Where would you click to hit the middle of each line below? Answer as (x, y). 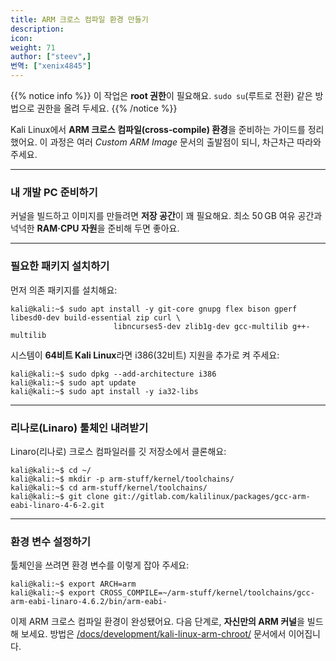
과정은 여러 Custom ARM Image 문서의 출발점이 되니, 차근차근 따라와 (185, 142)
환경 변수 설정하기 (51, 541)
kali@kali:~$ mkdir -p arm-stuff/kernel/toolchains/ (122, 479)
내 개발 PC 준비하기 (54, 192)
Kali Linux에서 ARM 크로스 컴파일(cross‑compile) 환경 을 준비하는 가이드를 (158, 129)
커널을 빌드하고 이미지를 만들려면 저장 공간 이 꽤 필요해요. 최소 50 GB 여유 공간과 (166, 216)
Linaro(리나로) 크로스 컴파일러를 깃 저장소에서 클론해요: (118, 451)
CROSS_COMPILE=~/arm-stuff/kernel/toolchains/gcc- (207, 593)
